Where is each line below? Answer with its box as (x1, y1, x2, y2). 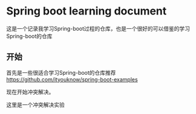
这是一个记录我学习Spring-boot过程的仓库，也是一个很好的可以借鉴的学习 (6, 25, 191, 32)
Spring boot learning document (6, 4, 167, 18)
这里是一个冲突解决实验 (6, 101, 65, 108)
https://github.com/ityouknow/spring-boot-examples (6, 75, 138, 83)
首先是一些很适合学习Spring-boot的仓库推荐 (6, 69, 116, 76)
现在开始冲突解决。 (6, 88, 54, 95)
